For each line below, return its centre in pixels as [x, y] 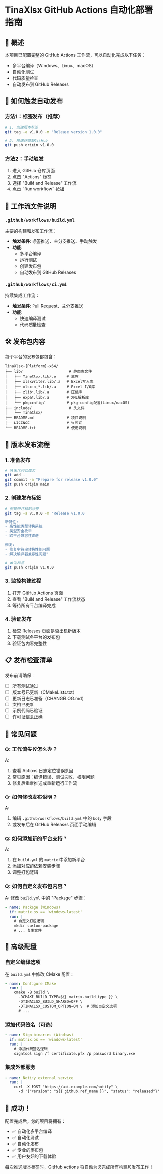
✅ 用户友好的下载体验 [34, 1156]
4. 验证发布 [18, 619]
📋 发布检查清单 [29, 660]
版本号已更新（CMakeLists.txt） [45, 692]
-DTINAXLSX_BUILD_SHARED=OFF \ [50, 1002]
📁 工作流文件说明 [31, 206]
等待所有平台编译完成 [34, 605]
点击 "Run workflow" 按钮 [38, 189]
